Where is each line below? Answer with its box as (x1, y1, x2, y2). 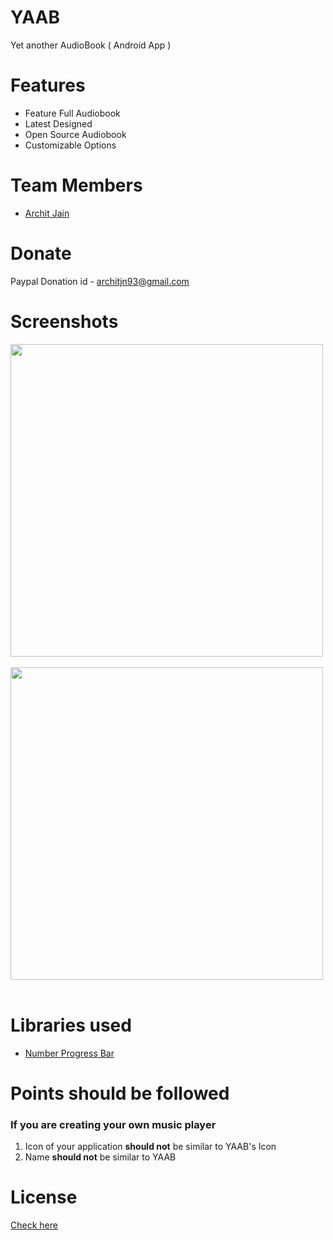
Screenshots (10, 310, 119, 333)
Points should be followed (10, 1082, 230, 1105)
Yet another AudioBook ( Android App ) (10, 39, 172, 51)
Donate (10, 242, 72, 265)
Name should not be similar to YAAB (24, 1151, 177, 1163)
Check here (10, 1219, 58, 1231)
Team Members (10, 174, 143, 197)
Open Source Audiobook (24, 128, 127, 140)
